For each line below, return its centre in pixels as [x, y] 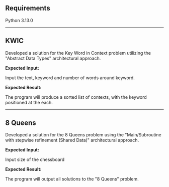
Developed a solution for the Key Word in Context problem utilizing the [78, 53]
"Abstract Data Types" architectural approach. [53, 58]
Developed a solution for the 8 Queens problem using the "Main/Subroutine [83, 135]
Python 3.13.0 [19, 20]
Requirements [28, 8]
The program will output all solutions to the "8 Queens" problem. [72, 179]
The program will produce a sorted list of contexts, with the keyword [76, 97]
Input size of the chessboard [35, 159]
